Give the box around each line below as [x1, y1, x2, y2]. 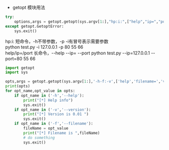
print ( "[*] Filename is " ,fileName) [23, 130, 100, 135]
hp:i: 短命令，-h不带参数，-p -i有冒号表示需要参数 [5, 38, 109, 44]
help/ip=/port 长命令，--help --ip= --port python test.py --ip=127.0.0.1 [5, 50, 150, 56]
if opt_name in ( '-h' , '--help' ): [14, 93, 84, 98]
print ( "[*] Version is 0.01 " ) [23, 112, 89, 117]
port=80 [5, 55, 23, 61]
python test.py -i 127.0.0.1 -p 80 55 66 [5, 44, 83, 50]
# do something [23, 135, 55, 140]
